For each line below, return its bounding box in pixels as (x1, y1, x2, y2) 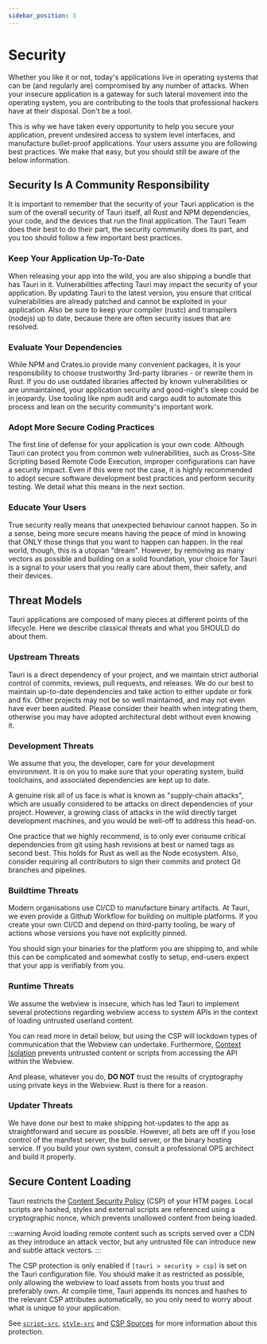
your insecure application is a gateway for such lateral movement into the (8, 89, 249, 99)
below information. (8, 155, 70, 165)
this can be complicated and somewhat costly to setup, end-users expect (8, 952, 250, 962)
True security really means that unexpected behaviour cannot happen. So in (8, 520, 257, 530)
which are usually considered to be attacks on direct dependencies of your (8, 798, 254, 808)
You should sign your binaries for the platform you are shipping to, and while (8, 944, 258, 954)
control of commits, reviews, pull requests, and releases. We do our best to (8, 678, 254, 688)
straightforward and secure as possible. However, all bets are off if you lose (8, 1126, 256, 1136)
